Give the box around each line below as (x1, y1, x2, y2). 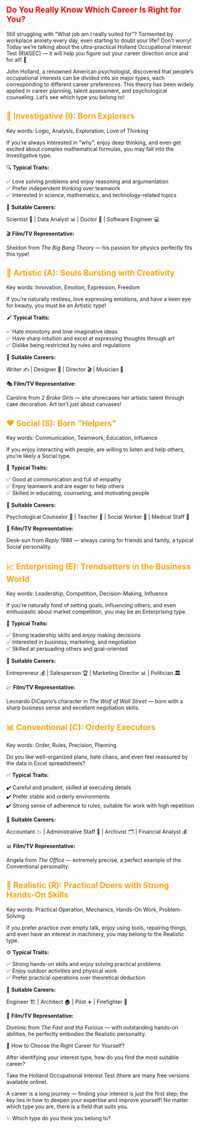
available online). (6, 1078, 48, 1085)
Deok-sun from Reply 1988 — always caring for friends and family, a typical (6, 536, 194, 544)
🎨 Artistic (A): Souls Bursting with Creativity (6, 268, 175, 278)
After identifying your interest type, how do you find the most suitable (6, 1054, 179, 1061)
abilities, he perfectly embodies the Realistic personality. (6, 1030, 146, 1037)
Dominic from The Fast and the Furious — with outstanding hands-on (6, 1023, 179, 1031)
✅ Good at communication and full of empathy (6, 476, 122, 483)
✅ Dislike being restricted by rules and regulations (6, 342, 131, 349)
